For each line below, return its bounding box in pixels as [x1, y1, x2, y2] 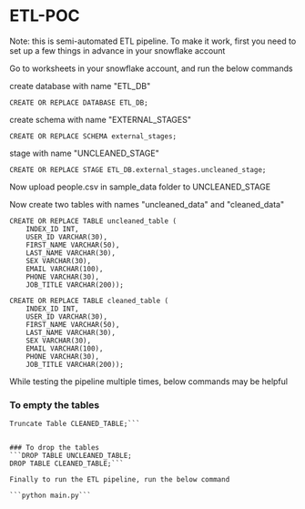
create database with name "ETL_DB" [9, 80, 151, 91]
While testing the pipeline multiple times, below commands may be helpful [9, 375, 289, 387]
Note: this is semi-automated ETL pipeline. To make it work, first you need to [9, 36, 297, 46]
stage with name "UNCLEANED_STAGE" [9, 148, 159, 158]
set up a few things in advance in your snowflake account [9, 45, 226, 56]
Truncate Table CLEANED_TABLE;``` [9, 420, 141, 429]
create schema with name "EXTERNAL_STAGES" [9, 114, 191, 125]
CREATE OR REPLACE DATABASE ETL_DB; [9, 97, 148, 107]
